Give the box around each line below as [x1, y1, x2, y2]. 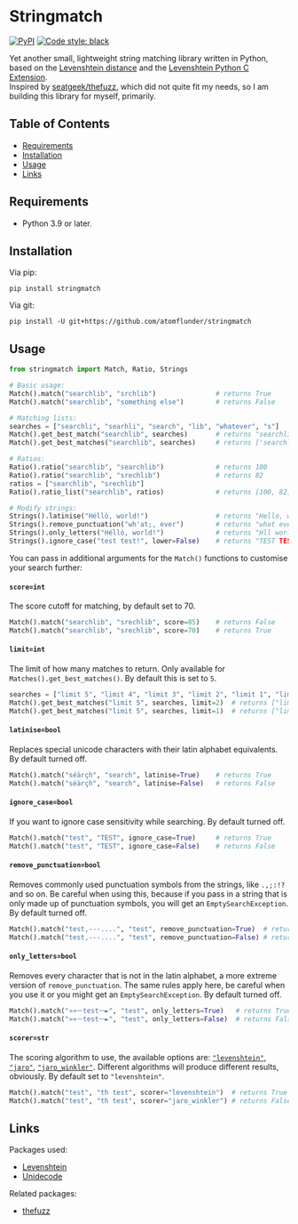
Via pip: [9, 267, 37, 278]
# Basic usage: [9, 381, 66, 391]
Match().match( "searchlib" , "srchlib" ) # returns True [9, 389, 272, 398]
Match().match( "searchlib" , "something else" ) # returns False [9, 398, 276, 407]
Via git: [9, 300, 35, 310]
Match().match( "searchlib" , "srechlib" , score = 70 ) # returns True [9, 626, 272, 635]
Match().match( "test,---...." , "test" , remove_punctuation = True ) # [9, 924, 268, 933]
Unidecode [21, 1172, 63, 1182]
